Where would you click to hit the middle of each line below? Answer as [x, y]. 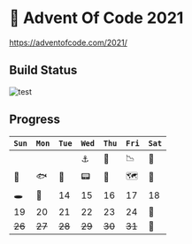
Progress [35, 120]
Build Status [43, 70]
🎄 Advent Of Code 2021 [96, 18]
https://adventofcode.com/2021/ [69, 42]
